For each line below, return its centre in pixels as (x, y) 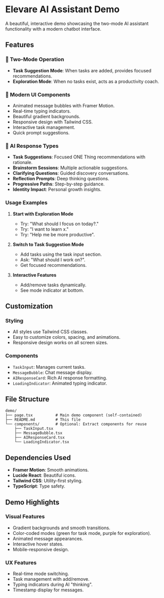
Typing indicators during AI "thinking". (52, 585)
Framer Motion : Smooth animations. (51, 470)
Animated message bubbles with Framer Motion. (63, 105)
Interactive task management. (44, 127)
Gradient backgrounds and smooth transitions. (61, 528)
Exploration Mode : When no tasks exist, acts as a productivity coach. (86, 81)
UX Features (21, 562)
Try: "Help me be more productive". (58, 234)
